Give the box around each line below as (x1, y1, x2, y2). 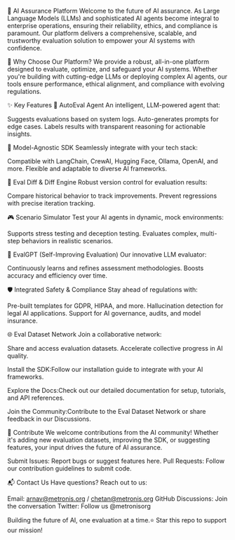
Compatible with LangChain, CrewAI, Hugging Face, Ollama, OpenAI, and (7, 157, 219, 165)
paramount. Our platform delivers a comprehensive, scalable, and (7, 29, 197, 37)
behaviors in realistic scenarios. (21, 237, 114, 245)
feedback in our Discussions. (7, 414, 91, 423)
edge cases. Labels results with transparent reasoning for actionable (7, 123, 206, 130)
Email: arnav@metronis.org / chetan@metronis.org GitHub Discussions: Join (7, 494, 228, 503)
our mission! (7, 526, 43, 534)
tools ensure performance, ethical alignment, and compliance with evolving (7, 80, 225, 88)
